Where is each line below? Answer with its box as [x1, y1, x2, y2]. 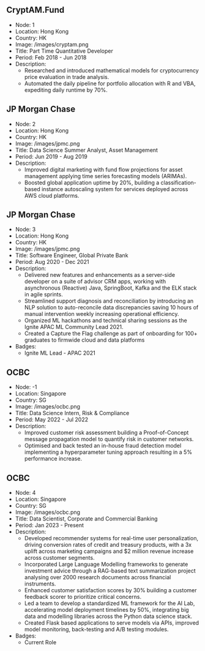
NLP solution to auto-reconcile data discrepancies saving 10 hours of [24, 304, 199, 311]
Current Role [24, 639, 57, 646]
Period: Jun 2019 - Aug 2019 [15, 152, 88, 160]
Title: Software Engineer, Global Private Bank [15, 252, 129, 259]
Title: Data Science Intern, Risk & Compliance [15, 410, 130, 417]
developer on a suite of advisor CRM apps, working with [24, 278, 166, 285]
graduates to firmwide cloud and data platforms [24, 336, 145, 344]
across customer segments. [24, 554, 95, 562]
